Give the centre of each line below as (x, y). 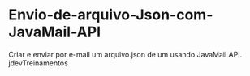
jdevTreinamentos (39, 63)
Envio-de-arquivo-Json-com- (111, 15)
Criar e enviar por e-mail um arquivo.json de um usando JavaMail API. (125, 54)
